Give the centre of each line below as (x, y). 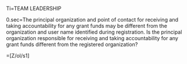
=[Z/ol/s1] (18, 56)
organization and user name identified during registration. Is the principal (94, 32)
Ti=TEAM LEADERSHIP (34, 8)
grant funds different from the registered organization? (72, 44)
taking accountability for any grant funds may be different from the (87, 26)
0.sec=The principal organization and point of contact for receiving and (92, 19)
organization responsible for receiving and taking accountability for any (92, 38)
